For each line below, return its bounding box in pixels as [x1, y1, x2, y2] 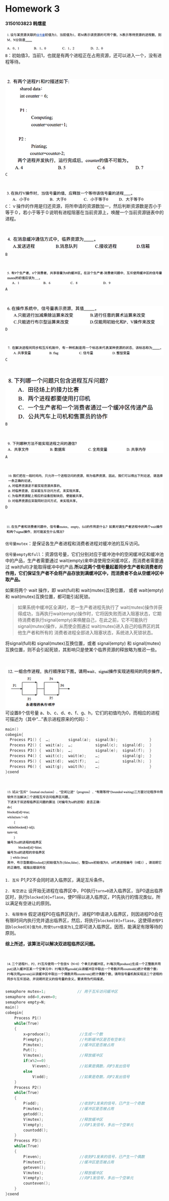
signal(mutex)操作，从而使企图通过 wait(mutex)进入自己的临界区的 [17, 623, 156, 629]
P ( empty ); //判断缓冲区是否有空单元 [23, 1037, 126, 1042]
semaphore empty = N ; [5, 999, 46, 1005]
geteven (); [23, 1165, 46, 1170]
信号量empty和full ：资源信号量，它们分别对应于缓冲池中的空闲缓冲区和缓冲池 [5, 551, 164, 557]
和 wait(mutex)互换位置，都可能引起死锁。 [5, 593, 93, 599]
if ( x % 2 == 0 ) [23, 1058, 46, 1064]
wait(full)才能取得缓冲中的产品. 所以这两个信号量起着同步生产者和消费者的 [11, 564, 162, 570]
